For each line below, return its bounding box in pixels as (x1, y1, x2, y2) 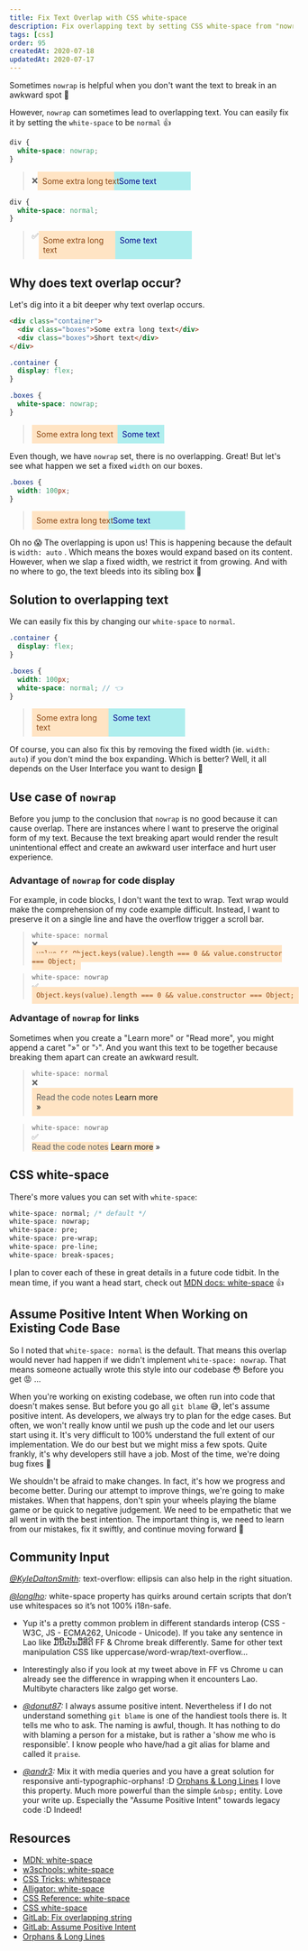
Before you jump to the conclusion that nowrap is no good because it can (9, 814, 277, 824)
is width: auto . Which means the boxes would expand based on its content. (9, 547, 293, 557)
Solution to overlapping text (9, 592, 169, 607)
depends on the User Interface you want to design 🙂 (9, 763, 204, 774)
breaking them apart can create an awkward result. (9, 1052, 200, 1063)
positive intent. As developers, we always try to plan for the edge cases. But (9, 1410, 292, 1421)
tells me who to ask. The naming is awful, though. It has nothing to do (22, 1720, 281, 1731)
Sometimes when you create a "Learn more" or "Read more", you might (9, 1032, 275, 1043)
